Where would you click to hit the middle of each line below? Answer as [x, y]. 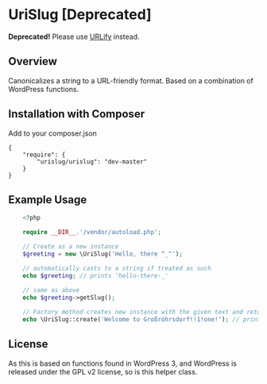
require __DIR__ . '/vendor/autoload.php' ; [92, 232]
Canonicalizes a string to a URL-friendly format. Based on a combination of [131, 80]
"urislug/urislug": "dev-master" [92, 161]
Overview [33, 61]
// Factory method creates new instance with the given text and [133, 312]
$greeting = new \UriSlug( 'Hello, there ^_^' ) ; [103, 254]
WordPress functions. [44, 89]
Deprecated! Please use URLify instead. [74, 36]
